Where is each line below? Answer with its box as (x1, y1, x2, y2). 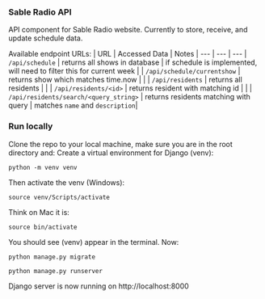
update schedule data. (8, 33, 83, 43)
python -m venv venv (8, 163, 78, 171)
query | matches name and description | (8, 100, 138, 111)
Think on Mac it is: (8, 207, 70, 217)
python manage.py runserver (8, 267, 103, 275)
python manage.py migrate (8, 253, 95, 261)
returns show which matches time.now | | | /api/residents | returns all (8, 75, 242, 85)
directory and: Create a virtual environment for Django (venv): (8, 148, 214, 158)
